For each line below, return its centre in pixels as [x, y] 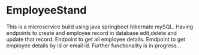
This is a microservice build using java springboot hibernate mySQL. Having [100, 27]
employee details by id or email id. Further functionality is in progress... [94, 46]
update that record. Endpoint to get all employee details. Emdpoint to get [96, 39]
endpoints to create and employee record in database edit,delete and [91, 33]
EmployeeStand [46, 10]
